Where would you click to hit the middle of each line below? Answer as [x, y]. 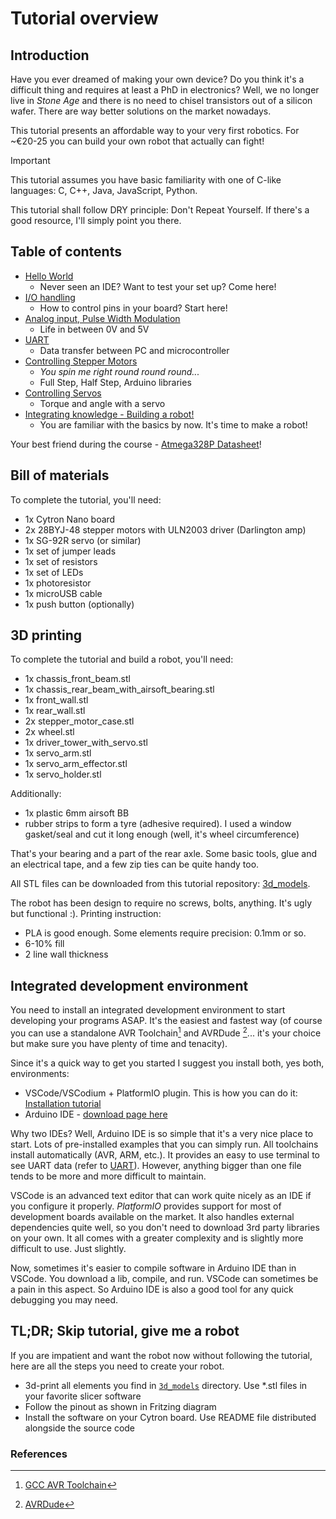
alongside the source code [80, 1428]
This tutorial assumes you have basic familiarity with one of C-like [146, 180]
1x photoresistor [58, 583]
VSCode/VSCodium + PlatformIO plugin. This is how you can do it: [161, 1093]
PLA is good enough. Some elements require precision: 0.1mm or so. [165, 933]
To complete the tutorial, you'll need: [86, 499]
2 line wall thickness [66, 954]
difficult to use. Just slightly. [68, 1248]
